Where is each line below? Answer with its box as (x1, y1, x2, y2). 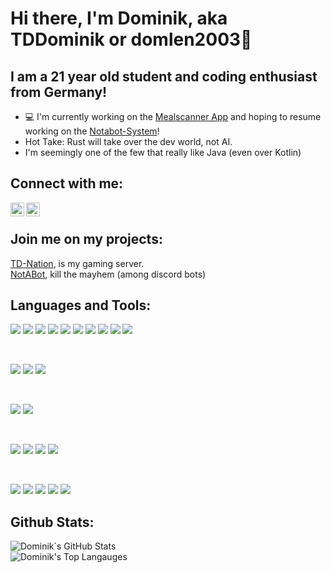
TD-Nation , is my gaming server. (10, 257, 145, 269)
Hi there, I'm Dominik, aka (10, 7, 228, 30)
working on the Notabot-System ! (24, 125, 160, 137)
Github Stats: (10, 513, 95, 531)
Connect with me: (10, 175, 124, 192)
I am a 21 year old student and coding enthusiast (10, 68, 318, 85)
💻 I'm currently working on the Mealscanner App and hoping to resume (24, 111, 322, 122)
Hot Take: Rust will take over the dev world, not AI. (24, 136, 233, 147)
